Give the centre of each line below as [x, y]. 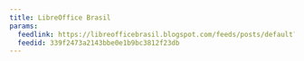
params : [24, 26]
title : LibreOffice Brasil [60, 17]
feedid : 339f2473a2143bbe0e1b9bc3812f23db [99, 43]
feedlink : [36, 34]
